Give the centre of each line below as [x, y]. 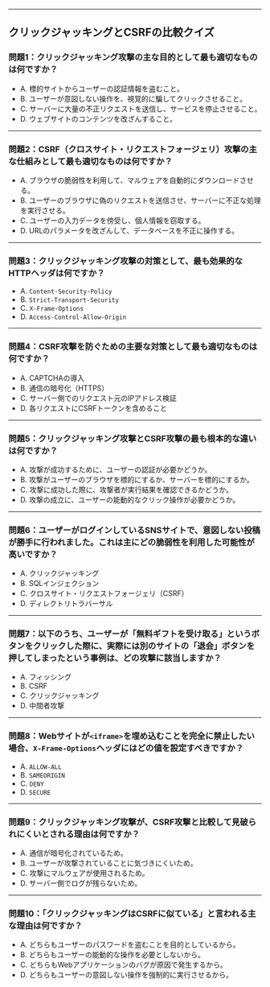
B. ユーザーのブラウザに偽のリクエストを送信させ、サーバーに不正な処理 [140, 200]
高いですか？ [33, 554]
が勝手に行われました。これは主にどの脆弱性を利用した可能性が [131, 542]
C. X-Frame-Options [52, 308]
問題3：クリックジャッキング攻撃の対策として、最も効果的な [126, 261]
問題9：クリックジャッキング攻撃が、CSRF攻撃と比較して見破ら [133, 822]
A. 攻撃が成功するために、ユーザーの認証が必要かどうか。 [116, 469]
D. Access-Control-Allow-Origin [73, 317]
